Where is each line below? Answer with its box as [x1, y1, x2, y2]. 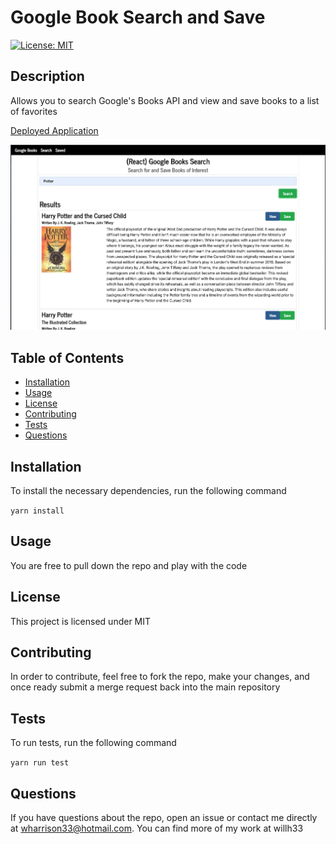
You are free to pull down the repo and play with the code [10, 559, 248, 571]
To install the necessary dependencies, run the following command [10, 484, 287, 496]
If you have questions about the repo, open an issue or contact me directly [10, 812, 318, 824]
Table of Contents [10, 349, 125, 366]
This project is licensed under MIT [10, 615, 152, 627]
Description [10, 68, 85, 85]
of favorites [10, 105, 58, 117]
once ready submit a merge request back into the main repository [10, 681, 281, 693]
